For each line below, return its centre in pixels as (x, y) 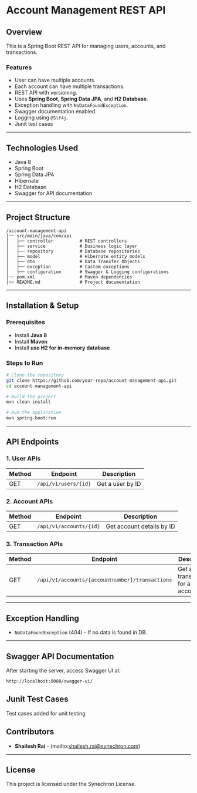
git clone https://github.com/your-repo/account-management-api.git (91, 380)
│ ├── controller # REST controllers (67, 241)
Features (19, 67)
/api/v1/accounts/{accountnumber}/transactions (105, 580)
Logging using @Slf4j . (41, 117)
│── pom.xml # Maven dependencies (69, 277)
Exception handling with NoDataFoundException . (71, 105)
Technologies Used (42, 148)
